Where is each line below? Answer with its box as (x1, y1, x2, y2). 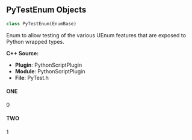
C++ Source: (6, 49, 39, 56)
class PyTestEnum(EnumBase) (6, 20, 77, 26)
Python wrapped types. (6, 38, 64, 45)
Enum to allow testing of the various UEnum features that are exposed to (6, 31, 187, 38)
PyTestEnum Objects (6, 5, 87, 15)
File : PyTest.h (14, 74, 49, 81)
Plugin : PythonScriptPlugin (14, 61, 82, 68)
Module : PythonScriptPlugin (14, 67, 85, 75)
